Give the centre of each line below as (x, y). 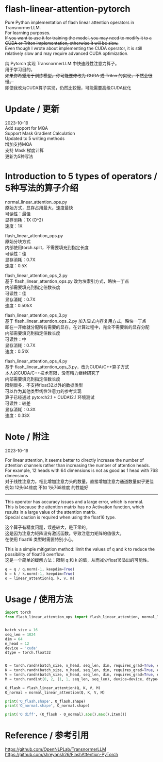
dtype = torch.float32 (28, 653)
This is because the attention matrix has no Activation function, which (75, 507)
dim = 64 (14, 639)
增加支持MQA (19, 144)
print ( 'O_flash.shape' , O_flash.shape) (45, 701)
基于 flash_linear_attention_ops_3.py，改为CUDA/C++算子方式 (67, 367)
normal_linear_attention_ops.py (36, 202)
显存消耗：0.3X (20, 409)
